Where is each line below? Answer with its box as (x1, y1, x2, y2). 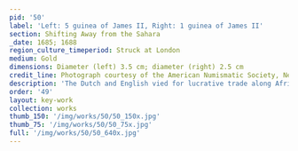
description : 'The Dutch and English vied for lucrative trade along (9, 79, 272, 88)
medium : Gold (9, 54, 58, 63)
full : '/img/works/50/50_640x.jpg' (9, 129, 141, 138)
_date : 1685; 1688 (9, 37, 77, 47)
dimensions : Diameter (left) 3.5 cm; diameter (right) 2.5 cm (9, 63, 244, 72)
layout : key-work (9, 95, 74, 105)
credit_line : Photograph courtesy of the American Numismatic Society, (9, 71, 279, 80)
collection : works (9, 104, 77, 113)
